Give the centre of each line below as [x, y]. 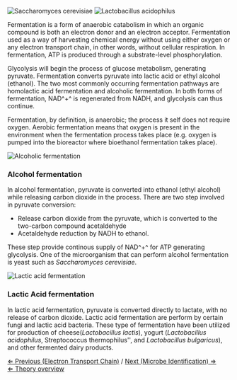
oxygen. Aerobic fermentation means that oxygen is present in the [104, 127]
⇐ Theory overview [36, 369]
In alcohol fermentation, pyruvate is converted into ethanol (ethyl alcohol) [114, 190]
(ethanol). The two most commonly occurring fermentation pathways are [113, 84]
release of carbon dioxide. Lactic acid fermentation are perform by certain [115, 317]
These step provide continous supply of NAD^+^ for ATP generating [106, 247]
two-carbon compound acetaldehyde [72, 226]
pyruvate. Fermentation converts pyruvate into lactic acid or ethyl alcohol [114, 76]
